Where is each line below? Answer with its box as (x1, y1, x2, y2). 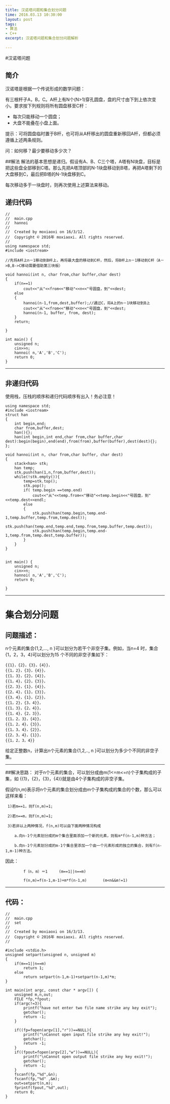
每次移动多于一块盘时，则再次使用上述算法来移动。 (5, 182, 112, 188)
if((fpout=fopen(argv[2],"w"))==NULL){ (14, 1050, 99, 1055)
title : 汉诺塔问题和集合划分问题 (5, 7, 67, 13)
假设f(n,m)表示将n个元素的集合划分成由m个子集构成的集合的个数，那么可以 (5, 786, 162, 793)
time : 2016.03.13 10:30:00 (5, 12, 62, 17)
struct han (5, 412, 28, 418)
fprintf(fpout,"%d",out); (14, 1085, 69, 1090)
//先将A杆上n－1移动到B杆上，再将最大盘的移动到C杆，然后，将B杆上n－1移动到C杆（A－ (5, 258, 164, 263)
